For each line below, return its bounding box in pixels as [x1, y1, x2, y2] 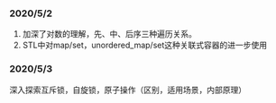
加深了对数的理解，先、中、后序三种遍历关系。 [22, 29, 197, 39]
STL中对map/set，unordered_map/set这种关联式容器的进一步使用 [22, 39, 268, 51]
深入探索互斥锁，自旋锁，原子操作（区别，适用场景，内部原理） [9, 84, 246, 95]
